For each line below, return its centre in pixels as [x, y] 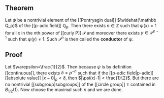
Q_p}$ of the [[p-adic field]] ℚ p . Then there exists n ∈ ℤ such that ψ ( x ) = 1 [81, 26]
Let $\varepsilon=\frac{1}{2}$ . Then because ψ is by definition [68, 66]
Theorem [19, 8]
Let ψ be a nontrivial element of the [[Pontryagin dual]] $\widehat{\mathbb [81, 20]
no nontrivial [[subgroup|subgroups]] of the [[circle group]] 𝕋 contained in [81, 84]
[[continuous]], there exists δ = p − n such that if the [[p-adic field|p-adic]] [79, 72]
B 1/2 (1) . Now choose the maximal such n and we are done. [64, 90]
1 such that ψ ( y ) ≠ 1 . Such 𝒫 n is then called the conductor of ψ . [69, 39]
